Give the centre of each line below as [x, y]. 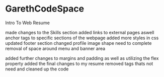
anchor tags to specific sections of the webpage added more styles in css [82, 38]
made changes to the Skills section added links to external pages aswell [80, 32]
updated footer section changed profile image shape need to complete [78, 43]
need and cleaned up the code [37, 69]
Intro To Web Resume [28, 23]
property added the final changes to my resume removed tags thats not [79, 63]
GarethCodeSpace [45, 9]
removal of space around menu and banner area [55, 48]
